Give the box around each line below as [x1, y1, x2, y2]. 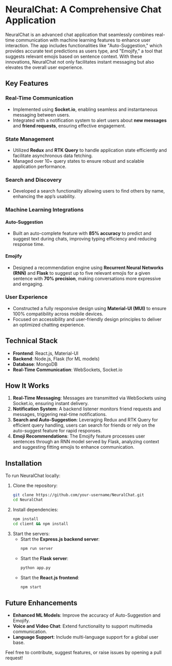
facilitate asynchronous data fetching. [12, 153, 93, 159]
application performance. [12, 163, 67, 169]
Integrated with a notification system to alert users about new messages [12, 117, 167, 123]
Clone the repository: [12, 483, 58, 489]
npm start [20, 584, 42, 589]
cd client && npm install [12, 521, 68, 526]
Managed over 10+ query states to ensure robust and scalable [12, 158, 145, 164]
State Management [5, 135, 54, 142]
